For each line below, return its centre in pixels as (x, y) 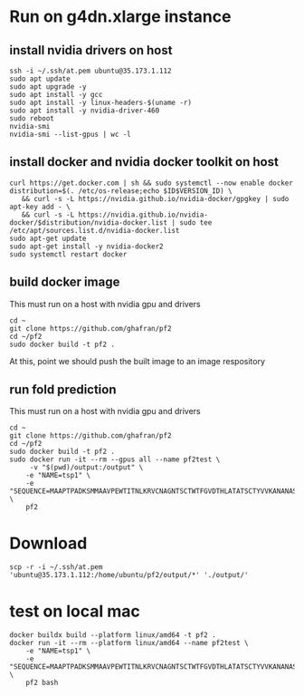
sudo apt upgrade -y (48, 87)
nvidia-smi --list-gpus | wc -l (70, 134)
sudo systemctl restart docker (68, 254)
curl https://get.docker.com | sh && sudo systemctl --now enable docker (152, 183)
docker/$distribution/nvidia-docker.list (89, 222)
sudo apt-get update (48, 238)
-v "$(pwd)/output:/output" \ (86, 468)
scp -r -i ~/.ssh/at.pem (56, 567)
